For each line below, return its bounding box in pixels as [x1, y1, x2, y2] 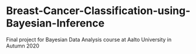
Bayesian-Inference [6, 16, 104, 30]
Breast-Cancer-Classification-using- [6, 4, 191, 18]
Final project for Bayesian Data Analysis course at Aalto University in [6, 36, 172, 43]
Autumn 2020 [6, 42, 40, 49]
